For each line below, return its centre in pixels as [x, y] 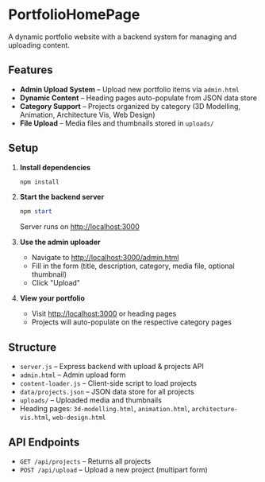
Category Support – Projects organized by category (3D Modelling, [130, 106]
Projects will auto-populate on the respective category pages [132, 322]
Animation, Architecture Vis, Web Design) [87, 115]
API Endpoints [44, 442]
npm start [36, 212]
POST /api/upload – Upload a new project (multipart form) [113, 469]
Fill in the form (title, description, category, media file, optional [133, 266]
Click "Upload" [56, 283]
